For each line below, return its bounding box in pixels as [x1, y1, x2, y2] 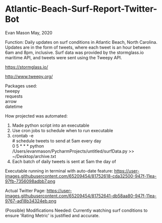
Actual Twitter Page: [5, 188, 46, 193]
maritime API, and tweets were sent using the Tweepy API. [5, 54, 123, 60]
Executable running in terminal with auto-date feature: [5, 168, 113, 173]
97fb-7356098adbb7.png [5, 178, 55, 184]
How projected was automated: [5, 113, 68, 119]
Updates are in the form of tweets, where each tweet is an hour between [5, 44, 151, 50]
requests [5, 93, 23, 99]
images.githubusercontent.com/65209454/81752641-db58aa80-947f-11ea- [5, 193, 157, 199]
